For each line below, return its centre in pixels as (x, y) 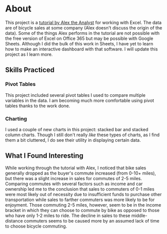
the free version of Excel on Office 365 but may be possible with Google (79, 38)
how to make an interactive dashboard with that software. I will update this (82, 49)
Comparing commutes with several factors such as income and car (74, 184)
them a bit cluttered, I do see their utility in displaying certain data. (73, 140)
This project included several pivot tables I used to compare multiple (76, 95)
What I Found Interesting (44, 156)
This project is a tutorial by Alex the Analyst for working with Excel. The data (83, 22)
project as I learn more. (29, 54)
